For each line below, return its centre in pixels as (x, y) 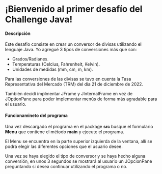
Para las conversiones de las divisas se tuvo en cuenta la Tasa (68, 79)
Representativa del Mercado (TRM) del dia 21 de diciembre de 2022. (74, 84)
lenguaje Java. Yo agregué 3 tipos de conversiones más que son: (71, 50)
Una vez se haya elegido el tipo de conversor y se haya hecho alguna (75, 156)
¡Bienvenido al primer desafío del (74, 9)
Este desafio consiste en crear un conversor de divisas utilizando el (73, 44)
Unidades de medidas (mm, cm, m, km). (53, 69)
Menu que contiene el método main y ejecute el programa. (65, 132)
